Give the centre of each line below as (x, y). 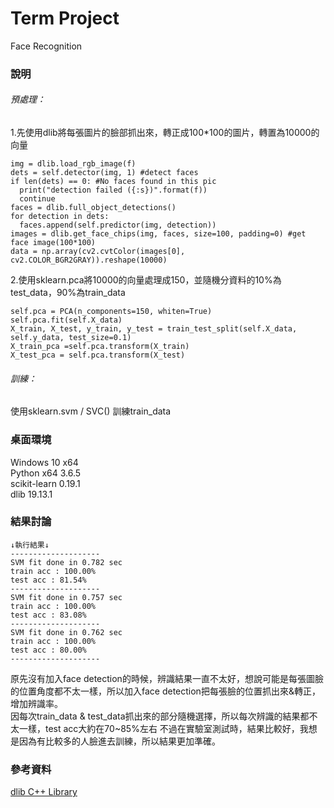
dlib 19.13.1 (31, 494)
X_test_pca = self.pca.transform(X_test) (98, 355)
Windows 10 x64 (44, 462)
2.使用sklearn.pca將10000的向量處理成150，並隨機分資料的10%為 (146, 280)
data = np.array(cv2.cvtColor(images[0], (98, 252)
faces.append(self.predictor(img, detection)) (118, 225)
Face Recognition (46, 46)
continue (37, 199)
